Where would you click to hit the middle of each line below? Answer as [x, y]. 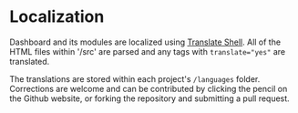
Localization [57, 17]
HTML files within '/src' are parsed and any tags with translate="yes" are [148, 51]
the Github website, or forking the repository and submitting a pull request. [149, 98]
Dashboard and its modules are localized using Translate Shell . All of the [145, 42]
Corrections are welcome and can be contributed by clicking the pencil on [149, 88]
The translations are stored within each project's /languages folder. [135, 78]
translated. [30, 61]
